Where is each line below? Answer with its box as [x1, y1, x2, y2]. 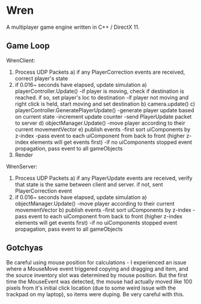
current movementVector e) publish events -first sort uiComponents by [14, 125, 191, 133]
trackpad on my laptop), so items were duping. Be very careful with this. [6, 290, 185, 297]
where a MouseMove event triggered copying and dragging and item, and [6, 265, 189, 272]
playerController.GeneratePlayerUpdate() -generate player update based [14, 106, 194, 114]
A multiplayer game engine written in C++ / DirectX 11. [6, 23, 140, 31]
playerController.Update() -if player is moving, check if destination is [14, 88, 184, 95]
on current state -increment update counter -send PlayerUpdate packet [14, 113, 192, 120]
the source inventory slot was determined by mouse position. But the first [6, 271, 188, 279]
